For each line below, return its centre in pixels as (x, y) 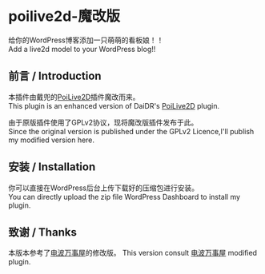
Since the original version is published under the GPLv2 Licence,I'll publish (131, 131)
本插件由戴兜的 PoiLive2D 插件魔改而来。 (74, 97)
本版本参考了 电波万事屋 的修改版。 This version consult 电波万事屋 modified (133, 253)
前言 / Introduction (55, 76)
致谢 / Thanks (43, 232)
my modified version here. (51, 140)
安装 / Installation (52, 167)
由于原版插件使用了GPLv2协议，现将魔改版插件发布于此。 (103, 122)
